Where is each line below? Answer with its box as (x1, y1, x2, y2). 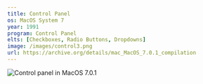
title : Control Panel (7, 10, 71, 17)
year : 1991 (7, 23, 39, 30)
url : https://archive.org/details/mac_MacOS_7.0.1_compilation (7, 50, 197, 57)
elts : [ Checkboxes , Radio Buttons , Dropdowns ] (7, 36, 146, 43)
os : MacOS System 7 (7, 17, 65, 24)
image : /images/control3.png (7, 43, 93, 50)
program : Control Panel (7, 29, 77, 37)
